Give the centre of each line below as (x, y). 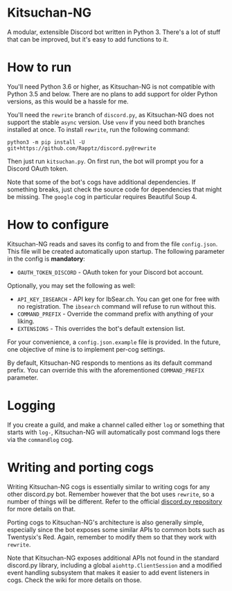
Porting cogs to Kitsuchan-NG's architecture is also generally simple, (106, 522)
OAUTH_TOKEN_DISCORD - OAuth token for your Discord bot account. (110, 272)
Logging (32, 405)
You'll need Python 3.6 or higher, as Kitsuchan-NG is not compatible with (111, 86)
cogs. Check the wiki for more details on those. (74, 580)
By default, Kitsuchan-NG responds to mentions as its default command (110, 363)
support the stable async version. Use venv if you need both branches (106, 122)
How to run (39, 68)
